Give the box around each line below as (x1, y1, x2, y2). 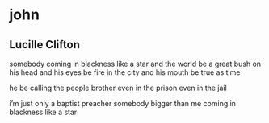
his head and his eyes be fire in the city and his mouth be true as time (9, 68, 241, 77)
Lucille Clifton (9, 38, 80, 51)
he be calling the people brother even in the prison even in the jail (9, 83, 227, 92)
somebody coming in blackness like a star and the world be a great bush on (9, 59, 262, 68)
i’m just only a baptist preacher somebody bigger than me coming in (9, 99, 237, 108)
